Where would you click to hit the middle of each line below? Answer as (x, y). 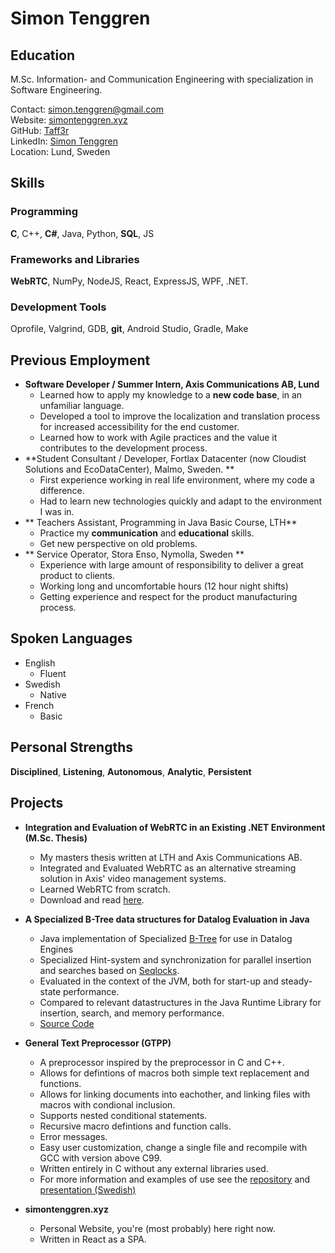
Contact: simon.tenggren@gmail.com (87, 109)
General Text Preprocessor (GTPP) (98, 1043)
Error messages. (73, 1136)
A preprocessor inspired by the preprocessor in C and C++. (162, 1062)
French (39, 705)
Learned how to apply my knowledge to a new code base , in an (171, 395)
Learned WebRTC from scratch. (105, 889)
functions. (60, 1083)
